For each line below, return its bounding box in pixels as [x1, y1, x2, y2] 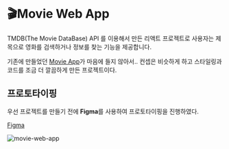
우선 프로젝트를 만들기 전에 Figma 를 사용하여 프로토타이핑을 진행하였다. [7, 107, 199, 116]
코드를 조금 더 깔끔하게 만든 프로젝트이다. [7, 66, 117, 74]
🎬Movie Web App [7, 6, 110, 22]
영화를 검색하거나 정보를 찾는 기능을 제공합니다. [25, 42, 152, 51]
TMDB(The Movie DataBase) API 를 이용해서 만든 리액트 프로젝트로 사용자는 [7, 34, 215, 42]
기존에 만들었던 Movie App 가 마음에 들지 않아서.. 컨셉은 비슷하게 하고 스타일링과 [7, 57, 222, 66]
